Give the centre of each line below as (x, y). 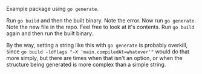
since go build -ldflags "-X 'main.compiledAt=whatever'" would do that (98, 52)
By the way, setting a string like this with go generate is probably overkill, (97, 45)
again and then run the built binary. (50, 33)
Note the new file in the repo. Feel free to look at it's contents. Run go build (100, 27)
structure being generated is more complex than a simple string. (86, 64)
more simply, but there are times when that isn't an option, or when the (94, 58)
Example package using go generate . (52, 9)
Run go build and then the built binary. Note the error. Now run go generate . (101, 20)
